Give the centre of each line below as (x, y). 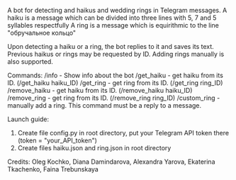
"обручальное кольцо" (42, 33)
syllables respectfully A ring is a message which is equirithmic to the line (113, 25)
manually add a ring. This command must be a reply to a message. (105, 105)
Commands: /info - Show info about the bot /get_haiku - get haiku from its (115, 75)
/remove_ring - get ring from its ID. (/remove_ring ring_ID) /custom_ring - (114, 98)
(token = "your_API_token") (57, 140)
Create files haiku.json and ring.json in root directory (94, 148)
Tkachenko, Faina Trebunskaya (53, 169)
